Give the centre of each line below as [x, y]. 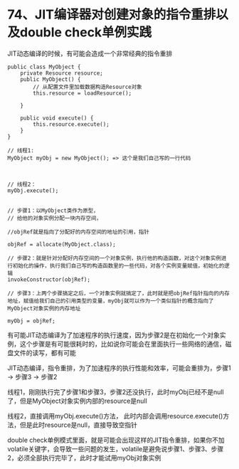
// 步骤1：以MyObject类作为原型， [53, 211]
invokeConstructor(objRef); [49, 279]
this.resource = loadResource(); [83, 93]
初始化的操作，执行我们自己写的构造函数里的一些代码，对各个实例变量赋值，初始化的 [118, 265]
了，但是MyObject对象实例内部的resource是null [77, 401]
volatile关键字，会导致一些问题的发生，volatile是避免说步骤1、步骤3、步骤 [116, 448]
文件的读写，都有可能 [44, 352]
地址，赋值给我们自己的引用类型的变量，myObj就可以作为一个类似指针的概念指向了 [111, 301]
